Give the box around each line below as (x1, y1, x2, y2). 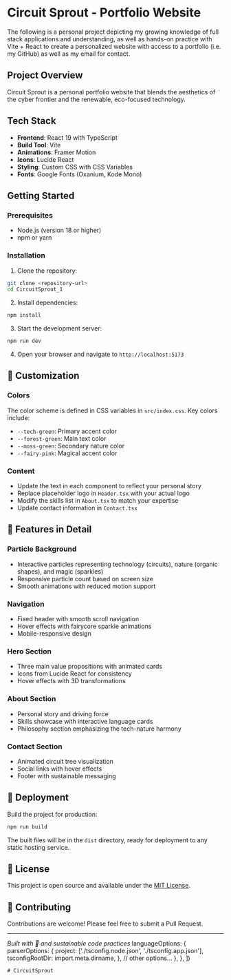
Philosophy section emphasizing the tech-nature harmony (16, 724, 182, 733)
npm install (7, 312, 41, 319)
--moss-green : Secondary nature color (16, 441, 125, 450)
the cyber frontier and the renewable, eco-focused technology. (7, 95, 186, 103)
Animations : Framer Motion (16, 148, 96, 156)
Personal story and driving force (16, 709, 109, 718)
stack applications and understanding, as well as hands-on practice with (7, 34, 212, 43)
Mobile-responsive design (16, 629, 91, 638)
